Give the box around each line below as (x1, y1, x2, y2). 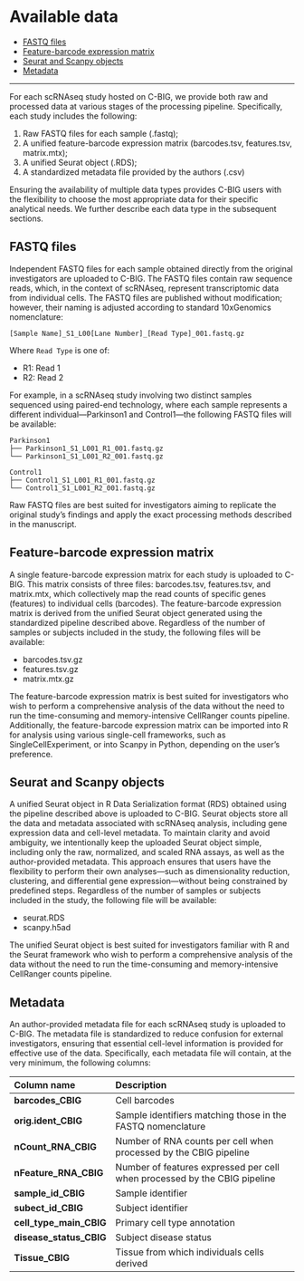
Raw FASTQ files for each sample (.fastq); (22, 128, 179, 139)
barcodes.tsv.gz (22, 654, 83, 665)
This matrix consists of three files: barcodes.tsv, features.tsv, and (26, 578, 271, 590)
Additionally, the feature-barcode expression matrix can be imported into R (9, 719, 289, 730)
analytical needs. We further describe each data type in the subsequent (9, 203, 278, 214)
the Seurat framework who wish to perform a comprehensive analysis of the (9, 949, 293, 960)
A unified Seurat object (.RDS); (22, 157, 138, 168)
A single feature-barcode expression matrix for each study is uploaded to (9, 569, 283, 580)
